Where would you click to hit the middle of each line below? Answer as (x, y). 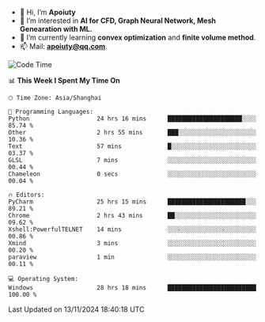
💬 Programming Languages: (51, 112)
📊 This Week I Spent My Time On (64, 80)
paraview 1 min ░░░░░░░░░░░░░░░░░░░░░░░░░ (132, 257)
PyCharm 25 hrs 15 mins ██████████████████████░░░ (132, 202)
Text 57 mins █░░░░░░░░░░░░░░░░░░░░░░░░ (132, 146)
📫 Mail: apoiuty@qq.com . (64, 46)
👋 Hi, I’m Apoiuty (48, 12)
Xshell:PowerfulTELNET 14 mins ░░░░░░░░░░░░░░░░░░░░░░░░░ (132, 229)
